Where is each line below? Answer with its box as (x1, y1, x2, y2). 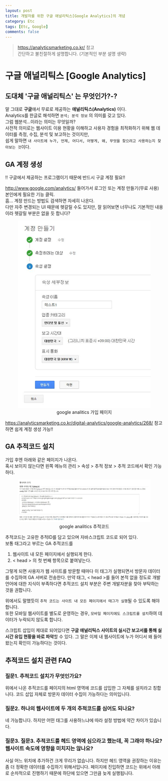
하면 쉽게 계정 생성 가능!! (5, 426, 54, 433)
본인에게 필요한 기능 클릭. (5, 191, 55, 197)
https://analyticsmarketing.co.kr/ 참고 (17, 44, 94, 50)
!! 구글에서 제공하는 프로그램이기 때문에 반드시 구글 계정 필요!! (5, 174, 125, 180)
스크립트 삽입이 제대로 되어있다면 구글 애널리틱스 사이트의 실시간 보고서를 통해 (5, 627, 157, 633)
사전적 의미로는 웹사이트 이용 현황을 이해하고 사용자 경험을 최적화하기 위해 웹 (5, 125, 155, 131)
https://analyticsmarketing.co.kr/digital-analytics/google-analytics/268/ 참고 (5, 420, 163, 426)
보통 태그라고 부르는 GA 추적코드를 (5, 540, 73, 546)
